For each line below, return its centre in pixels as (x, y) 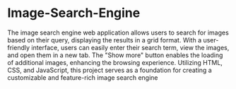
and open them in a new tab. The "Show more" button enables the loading (115, 55)
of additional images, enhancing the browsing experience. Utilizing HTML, (115, 62)
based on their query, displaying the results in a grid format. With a (105, 40)
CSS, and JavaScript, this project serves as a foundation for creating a (110, 70)
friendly (19, 47)
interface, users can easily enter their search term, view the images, (130, 47)
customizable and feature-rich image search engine (83, 77)
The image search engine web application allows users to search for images (118, 32)
